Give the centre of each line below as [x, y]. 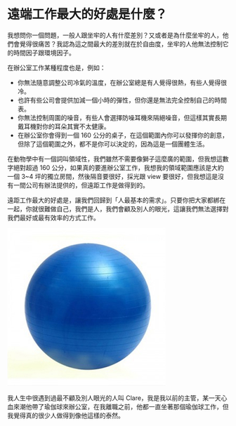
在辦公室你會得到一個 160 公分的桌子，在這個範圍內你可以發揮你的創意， [123, 135]
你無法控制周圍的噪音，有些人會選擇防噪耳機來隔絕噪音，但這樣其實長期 [122, 117]
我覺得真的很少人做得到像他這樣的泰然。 [66, 415]
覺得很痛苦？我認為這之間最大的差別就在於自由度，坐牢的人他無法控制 [121, 44]
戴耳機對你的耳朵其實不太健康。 [64, 126]
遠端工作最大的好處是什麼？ [87, 14]
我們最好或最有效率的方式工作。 [53, 218]
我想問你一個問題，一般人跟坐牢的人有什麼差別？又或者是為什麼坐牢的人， [115, 35]
